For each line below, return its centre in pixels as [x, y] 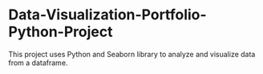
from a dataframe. [38, 63]
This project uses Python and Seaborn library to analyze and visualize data [132, 54]
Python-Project [61, 32]
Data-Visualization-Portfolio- [107, 15]
